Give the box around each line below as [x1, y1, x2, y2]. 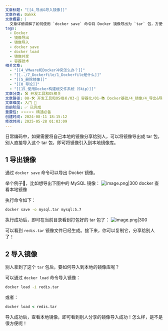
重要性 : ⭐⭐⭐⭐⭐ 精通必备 [5, 109, 51, 115]
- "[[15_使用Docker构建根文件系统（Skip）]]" [9, 86, 96, 91]
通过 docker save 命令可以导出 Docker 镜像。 [5, 169, 98, 175]
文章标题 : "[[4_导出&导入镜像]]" [5, 7, 67, 12]
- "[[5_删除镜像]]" [9, 77, 47, 82]
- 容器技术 [9, 58, 29, 63]
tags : [5, 26, 16, 31]
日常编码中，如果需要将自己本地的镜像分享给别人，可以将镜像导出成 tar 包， [5, 133, 162, 139]
